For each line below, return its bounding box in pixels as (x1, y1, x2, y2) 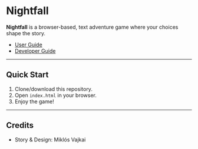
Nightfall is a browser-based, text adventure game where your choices (6, 23, 179, 31)
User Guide (14, 41, 42, 48)
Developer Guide (14, 47, 56, 54)
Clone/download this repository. (14, 85, 93, 92)
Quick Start (6, 70, 49, 80)
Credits (6, 120, 34, 130)
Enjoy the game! (14, 98, 54, 105)
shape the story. (6, 29, 46, 36)
